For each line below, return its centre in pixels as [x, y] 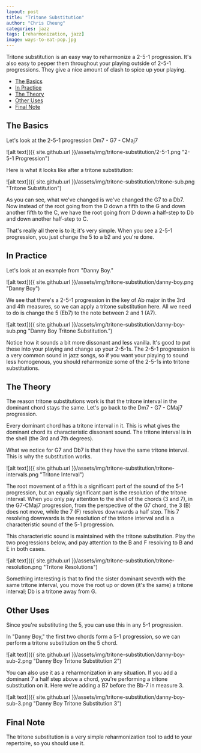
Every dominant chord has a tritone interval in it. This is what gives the [93, 426]
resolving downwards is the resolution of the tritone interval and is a [90, 518]
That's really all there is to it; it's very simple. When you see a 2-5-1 [89, 230]
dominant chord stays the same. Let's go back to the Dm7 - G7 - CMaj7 [94, 408]
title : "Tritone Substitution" [45, 17]
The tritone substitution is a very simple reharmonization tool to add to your [99, 737]
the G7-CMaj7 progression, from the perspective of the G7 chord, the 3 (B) [98, 505]
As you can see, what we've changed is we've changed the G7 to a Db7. [95, 200]
